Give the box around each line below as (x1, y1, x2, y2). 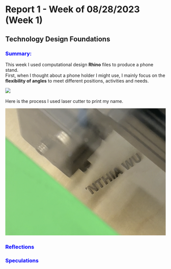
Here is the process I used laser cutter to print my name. (5, 98, 124, 104)
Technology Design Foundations (5, 35, 110, 43)
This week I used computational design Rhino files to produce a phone (5, 61, 154, 67)
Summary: (5, 50, 32, 57)
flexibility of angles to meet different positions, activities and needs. (5, 77, 149, 84)
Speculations (5, 257, 39, 264)
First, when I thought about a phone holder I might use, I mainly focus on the (5, 72, 165, 78)
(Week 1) (5, 14, 43, 26)
